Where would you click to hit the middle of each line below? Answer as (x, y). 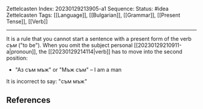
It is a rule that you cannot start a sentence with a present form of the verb (99, 39)
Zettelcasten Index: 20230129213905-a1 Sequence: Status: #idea (88, 9)
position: (17, 58)
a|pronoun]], (22, 51)
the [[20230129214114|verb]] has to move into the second (110, 51)
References (28, 100)
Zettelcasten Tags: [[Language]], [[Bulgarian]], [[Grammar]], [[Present (93, 15)
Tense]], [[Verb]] (27, 21)
